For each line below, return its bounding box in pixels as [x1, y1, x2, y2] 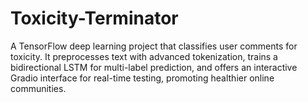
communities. [10, 82, 67, 94]
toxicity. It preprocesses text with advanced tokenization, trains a [10, 50, 278, 62]
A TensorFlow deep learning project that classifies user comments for [10, 40, 298, 52]
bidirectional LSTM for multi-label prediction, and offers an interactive [10, 61, 298, 73]
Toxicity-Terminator [10, 7, 179, 30]
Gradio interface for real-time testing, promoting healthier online [10, 72, 275, 84]
